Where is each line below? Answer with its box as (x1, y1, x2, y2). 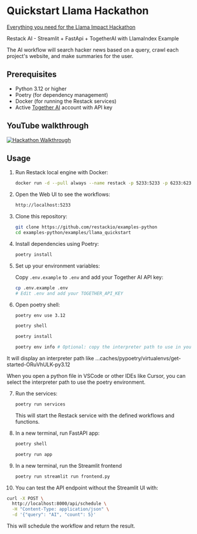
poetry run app (15, 451, 53, 457)
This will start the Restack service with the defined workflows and (15, 412, 175, 419)
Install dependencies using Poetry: (15, 240, 99, 247)
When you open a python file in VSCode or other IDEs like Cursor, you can (6, 373, 186, 379)
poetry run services (15, 401, 66, 407)
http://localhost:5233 (15, 202, 71, 208)
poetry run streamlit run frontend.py (15, 474, 110, 479)
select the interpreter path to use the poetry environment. (6, 378, 146, 386)
